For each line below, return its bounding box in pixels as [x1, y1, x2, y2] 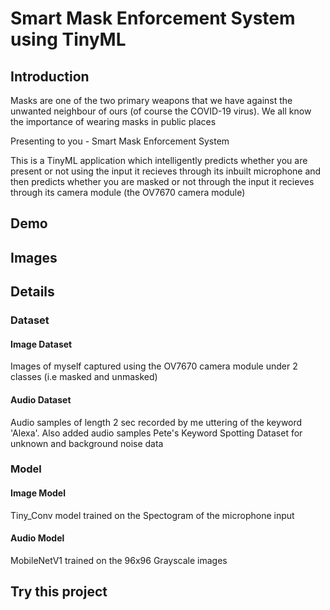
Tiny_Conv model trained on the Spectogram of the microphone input [10, 509, 295, 521]
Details [10, 283, 55, 301]
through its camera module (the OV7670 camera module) [10, 187, 246, 198]
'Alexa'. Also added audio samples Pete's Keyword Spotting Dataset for [10, 427, 303, 439]
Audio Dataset [10, 393, 72, 406]
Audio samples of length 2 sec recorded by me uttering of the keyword [10, 416, 303, 428]
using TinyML [10, 28, 127, 51]
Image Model [10, 487, 66, 499]
